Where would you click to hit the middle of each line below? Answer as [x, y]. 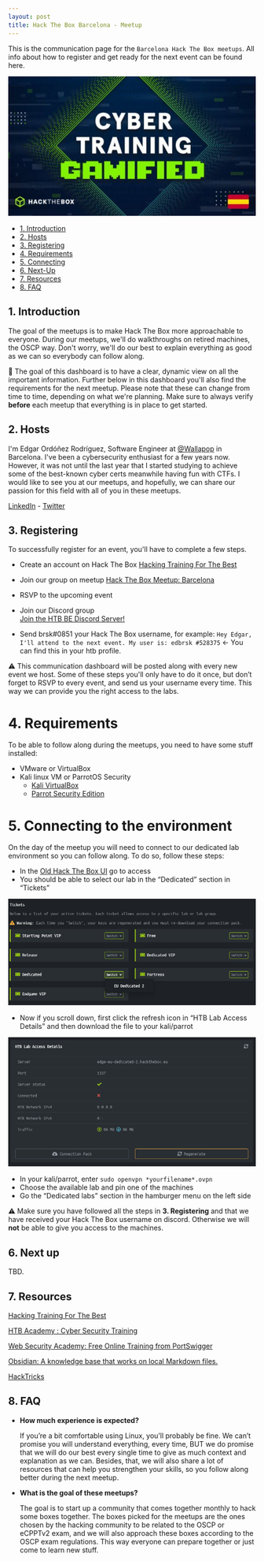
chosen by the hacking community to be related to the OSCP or [122, 1525]
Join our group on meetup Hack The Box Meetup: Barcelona [117, 580]
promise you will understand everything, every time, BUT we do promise [136, 1444]
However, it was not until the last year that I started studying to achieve [123, 465]
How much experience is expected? [79, 1420]
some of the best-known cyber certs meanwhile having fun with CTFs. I [124, 474]
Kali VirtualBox [55, 785]
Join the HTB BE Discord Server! [72, 619]
